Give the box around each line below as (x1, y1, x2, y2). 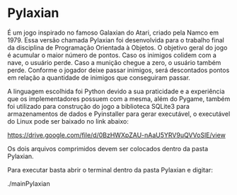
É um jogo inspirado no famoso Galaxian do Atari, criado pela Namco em (7, 28, 219, 37)
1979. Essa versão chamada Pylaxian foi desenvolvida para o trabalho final (7, 35, 224, 44)
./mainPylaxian (7, 179, 51, 188)
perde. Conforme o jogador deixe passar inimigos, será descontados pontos (7, 66, 230, 74)
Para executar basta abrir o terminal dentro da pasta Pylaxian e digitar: (7, 165, 214, 174)
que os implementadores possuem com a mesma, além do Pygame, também (7, 94, 231, 103)
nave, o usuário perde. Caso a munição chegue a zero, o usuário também (7, 58, 221, 66)
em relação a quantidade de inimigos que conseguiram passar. (7, 73, 191, 82)
